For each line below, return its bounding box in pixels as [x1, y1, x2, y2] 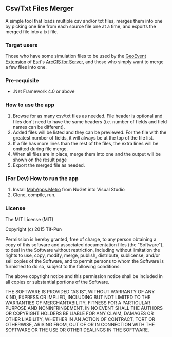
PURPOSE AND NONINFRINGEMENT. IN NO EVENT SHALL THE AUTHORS [5, 305, 163, 311]
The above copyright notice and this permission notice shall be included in [5, 273, 163, 280]
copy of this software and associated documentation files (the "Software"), [5, 242, 164, 248]
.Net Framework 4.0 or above [12, 88, 75, 94]
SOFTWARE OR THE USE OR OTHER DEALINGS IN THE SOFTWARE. [5, 327, 149, 333]
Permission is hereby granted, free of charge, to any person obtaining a [5, 236, 157, 243]
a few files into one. [5, 64, 47, 70]
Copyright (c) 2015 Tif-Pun [5, 226, 62, 232]
